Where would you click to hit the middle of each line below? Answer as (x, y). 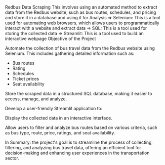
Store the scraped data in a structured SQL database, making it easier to (79, 94)
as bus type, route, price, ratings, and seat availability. (60, 133)
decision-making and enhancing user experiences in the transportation (77, 153)
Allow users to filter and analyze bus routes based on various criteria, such (81, 127)
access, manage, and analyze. (36, 99)
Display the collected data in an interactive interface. (59, 118)
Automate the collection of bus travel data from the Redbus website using (80, 48)
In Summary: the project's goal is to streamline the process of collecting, (79, 142)
